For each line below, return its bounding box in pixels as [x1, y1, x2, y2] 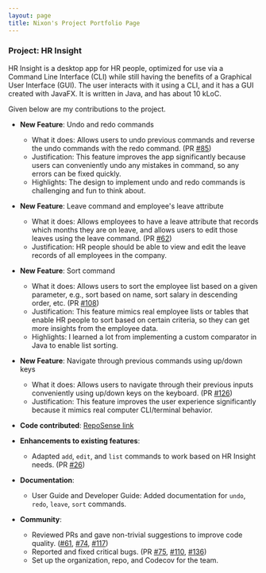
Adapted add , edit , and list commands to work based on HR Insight [31, 451, 256, 461]
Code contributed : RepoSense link [19, 420, 134, 430]
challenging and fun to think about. [31, 185, 146, 195]
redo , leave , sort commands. [31, 499, 127, 509]
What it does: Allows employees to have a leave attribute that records [31, 216, 259, 226]
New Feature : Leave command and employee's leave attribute [19, 201, 224, 211]
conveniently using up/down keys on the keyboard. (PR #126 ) [31, 388, 233, 398]
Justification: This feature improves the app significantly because [31, 152, 246, 162]
